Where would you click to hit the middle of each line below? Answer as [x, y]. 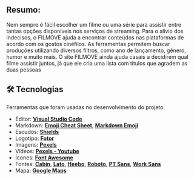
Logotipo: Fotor [35, 138]
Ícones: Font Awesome [44, 158]
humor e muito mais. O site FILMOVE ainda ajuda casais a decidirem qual [98, 56]
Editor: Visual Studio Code [48, 119]
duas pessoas [24, 70]
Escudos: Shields [37, 132]
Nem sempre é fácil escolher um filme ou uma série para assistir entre [94, 24]
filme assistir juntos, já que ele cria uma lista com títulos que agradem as [97, 63]
